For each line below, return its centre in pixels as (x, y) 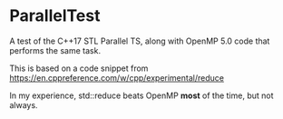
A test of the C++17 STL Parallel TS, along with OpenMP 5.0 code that (140, 41)
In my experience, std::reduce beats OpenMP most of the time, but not (141, 95)
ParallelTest (55, 16)
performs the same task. (55, 50)
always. (24, 104)
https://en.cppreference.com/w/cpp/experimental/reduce (117, 77)
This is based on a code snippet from (79, 68)
